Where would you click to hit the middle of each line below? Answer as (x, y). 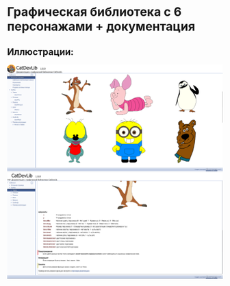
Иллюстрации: (40, 52)
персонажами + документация (101, 26)
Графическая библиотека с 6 (94, 12)
